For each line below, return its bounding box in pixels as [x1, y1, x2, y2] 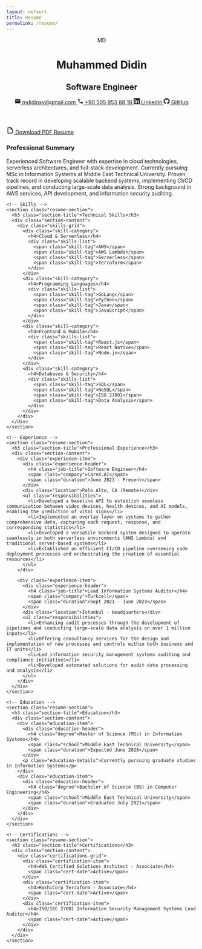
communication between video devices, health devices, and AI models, [6, 503, 188, 509]
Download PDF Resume [15, 128, 74, 136]
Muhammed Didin [56, 58, 147, 71]
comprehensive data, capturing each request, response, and [6, 519, 161, 525]
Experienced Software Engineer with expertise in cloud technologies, [6, 157, 178, 165]
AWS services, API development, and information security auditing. [6, 189, 174, 197]
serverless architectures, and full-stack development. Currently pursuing [6, 164, 188, 171]
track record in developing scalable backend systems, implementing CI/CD [6, 177, 192, 184]
